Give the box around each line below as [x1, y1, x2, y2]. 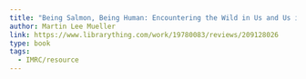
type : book [9, 38, 51, 48]
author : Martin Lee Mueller [9, 22, 117, 31]
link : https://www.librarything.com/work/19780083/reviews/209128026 [9, 30, 280, 39]
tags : [9, 47, 30, 56]
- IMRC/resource [17, 55, 79, 64]
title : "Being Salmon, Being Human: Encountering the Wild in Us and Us [9, 13, 291, 23]
